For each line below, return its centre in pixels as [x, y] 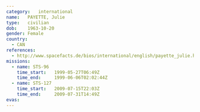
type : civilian [28, 23]
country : [17, 39]
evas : [13, 100]
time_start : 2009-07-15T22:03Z [58, 89]
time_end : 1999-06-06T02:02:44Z [62, 78]
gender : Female [25, 34]
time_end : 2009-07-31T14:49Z [58, 94]
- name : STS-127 [32, 84]
